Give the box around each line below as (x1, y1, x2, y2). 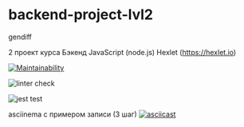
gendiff (8, 32, 32, 42)
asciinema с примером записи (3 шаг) (8, 109, 137, 119)
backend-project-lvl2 (8, 6, 154, 24)
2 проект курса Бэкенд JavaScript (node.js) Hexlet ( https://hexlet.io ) (8, 47, 237, 57)
